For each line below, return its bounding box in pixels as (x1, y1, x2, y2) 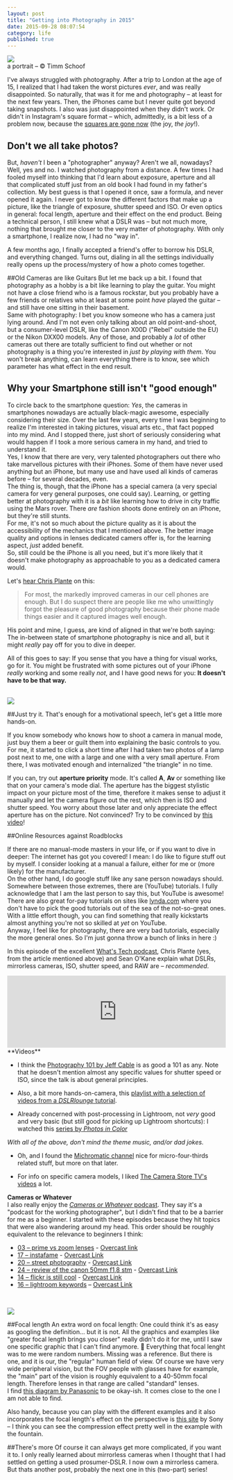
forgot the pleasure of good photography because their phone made (24, 605, 220, 613)
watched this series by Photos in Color (17, 1124, 128, 1133)
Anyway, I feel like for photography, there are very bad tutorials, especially (7, 926, 220, 934)
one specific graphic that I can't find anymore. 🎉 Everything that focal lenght (7, 1342, 225, 1351)
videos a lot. (17, 1179, 53, 1188)
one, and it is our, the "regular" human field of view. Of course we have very (7, 1357, 224, 1365)
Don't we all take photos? (7, 140, 119, 151)
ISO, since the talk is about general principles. (17, 1075, 148, 1083)
